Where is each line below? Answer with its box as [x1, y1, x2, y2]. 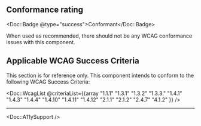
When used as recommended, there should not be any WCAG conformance [6, 32, 193, 39]
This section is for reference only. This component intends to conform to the [6, 72, 194, 79]
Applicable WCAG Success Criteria [6, 56, 139, 66]
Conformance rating [6, 5, 84, 15]
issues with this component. [6, 38, 76, 45]
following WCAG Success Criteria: [6, 78, 90, 85]
